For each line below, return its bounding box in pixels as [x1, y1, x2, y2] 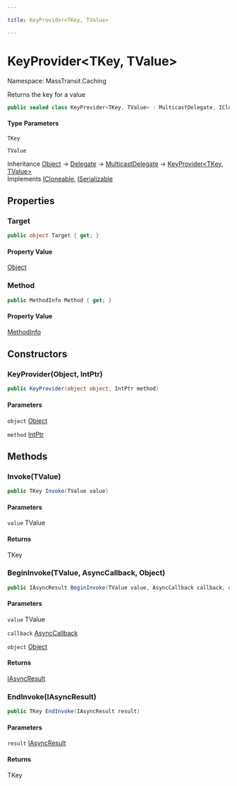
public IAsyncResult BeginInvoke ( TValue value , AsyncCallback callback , [7, 584, 226, 591]
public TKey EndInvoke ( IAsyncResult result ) [7, 708, 140, 715]
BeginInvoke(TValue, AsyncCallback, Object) [7, 568, 166, 578]
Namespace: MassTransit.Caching [7, 76, 107, 85]
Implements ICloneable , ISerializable [7, 174, 113, 183]
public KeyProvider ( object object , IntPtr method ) [7, 386, 159, 393]
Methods [7, 450, 48, 463]
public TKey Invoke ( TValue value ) [7, 488, 109, 495]
